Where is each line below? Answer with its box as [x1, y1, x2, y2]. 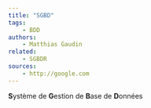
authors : [8, 33, 37, 41]
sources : [8, 63, 37, 70]
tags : [8, 19, 26, 27]
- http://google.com [22, 70, 90, 77]
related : [8, 48, 37, 56]
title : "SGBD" [8, 11, 55, 20]
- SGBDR [22, 56, 47, 63]
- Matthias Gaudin [22, 41, 83, 49]
